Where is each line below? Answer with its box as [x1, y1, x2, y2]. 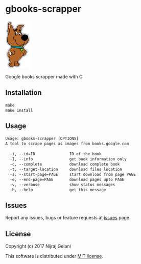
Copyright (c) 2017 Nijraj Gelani [5, 243, 72, 249]
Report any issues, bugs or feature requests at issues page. [5, 215, 131, 221]
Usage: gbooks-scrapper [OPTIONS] [5, 136, 79, 141]
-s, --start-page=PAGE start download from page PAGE [10, 172, 136, 177]
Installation [5, 88, 42, 97]
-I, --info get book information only [10, 156, 127, 161]
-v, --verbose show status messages [10, 182, 115, 187]
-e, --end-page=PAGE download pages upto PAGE [10, 177, 125, 182]
